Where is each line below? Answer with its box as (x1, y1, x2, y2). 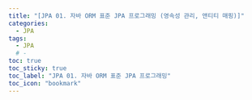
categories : (8, 19, 49, 27)
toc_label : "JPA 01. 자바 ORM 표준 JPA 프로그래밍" (8, 72, 172, 80)
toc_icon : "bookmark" (8, 79, 82, 87)
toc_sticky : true (8, 65, 67, 73)
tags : (8, 34, 27, 43)
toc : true (8, 57, 42, 65)
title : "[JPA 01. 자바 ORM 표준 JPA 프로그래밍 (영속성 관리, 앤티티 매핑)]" (8, 11, 245, 20)
